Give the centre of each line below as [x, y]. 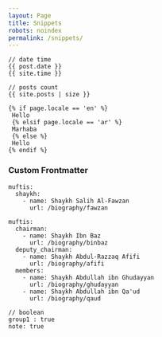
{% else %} [29, 136]
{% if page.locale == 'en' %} [58, 108]
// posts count [33, 88]
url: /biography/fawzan [69, 208]
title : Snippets [35, 23]
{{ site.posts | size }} [49, 95]
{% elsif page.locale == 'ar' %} [67, 123]
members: [30, 270]
